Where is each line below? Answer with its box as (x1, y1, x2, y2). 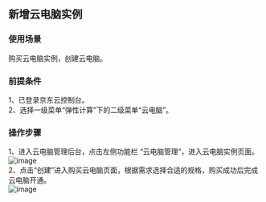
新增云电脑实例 (8, 7, 83, 22)
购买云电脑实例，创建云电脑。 (8, 53, 107, 63)
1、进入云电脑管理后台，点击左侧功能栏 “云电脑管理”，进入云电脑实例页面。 (8, 147, 259, 156)
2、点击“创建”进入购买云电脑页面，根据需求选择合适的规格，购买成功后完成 (8, 165, 259, 175)
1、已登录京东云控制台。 (8, 95, 89, 104)
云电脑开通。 (8, 176, 51, 185)
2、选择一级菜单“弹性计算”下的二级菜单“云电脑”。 (8, 105, 174, 115)
